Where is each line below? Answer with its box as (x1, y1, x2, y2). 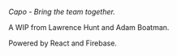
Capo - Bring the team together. (8, 7, 115, 16)
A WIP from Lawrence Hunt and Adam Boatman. (8, 23, 170, 32)
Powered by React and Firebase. (8, 38, 118, 48)
